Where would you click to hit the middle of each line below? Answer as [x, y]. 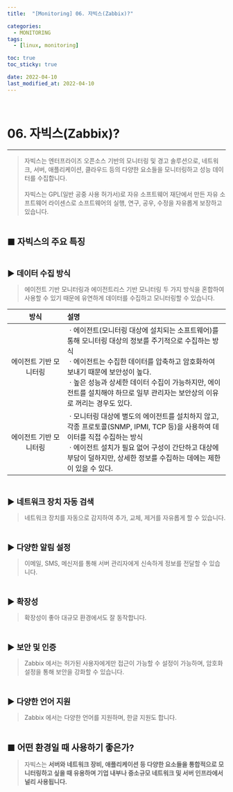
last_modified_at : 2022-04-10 [51, 83]
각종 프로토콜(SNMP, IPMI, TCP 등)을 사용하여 [139, 427]
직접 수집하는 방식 [115, 437]
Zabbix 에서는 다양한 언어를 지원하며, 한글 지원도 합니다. [100, 717]
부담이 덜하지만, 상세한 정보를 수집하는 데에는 [137, 458]
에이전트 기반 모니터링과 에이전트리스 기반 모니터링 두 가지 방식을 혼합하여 [124, 289]
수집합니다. [52, 178]
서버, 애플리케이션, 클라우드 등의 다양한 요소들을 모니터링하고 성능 [122, 169]
